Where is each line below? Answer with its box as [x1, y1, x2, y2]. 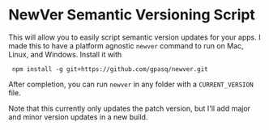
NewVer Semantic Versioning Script [8, 6, 255, 24]
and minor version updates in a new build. [8, 111, 148, 122]
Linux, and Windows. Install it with [8, 49, 122, 59]
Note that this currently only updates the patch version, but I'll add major [8, 103, 251, 113]
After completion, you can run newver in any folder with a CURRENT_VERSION [8, 79, 254, 89]
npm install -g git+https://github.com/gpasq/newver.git [11, 65, 208, 73]
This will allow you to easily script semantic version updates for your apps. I [8, 32, 261, 42]
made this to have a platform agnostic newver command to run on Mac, [8, 40, 245, 50]
